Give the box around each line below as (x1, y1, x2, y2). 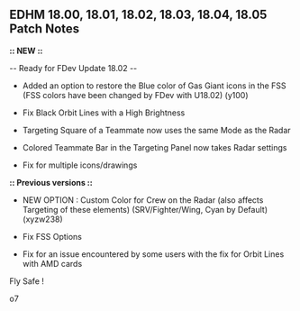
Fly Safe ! (9, 275, 45, 287)
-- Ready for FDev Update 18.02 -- (9, 62, 138, 73)
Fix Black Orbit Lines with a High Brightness (22, 107, 186, 118)
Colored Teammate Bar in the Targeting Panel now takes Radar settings (22, 142, 287, 152)
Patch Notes (9, 22, 80, 37)
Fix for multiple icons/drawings (22, 160, 138, 170)
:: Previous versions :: (9, 177, 93, 188)
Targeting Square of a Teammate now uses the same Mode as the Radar (22, 124, 291, 135)
